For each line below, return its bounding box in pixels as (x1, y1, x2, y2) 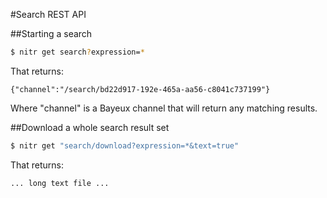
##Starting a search (10, 28, 93, 39)
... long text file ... (10, 178, 110, 188)
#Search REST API (10, 9, 87, 20)
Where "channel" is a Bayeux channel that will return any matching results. (10, 102, 318, 114)
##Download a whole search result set (10, 121, 170, 133)
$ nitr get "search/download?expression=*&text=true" (10, 140, 240, 151)
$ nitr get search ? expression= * (10, 47, 145, 57)
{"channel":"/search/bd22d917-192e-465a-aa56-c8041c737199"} (10, 84, 271, 94)
